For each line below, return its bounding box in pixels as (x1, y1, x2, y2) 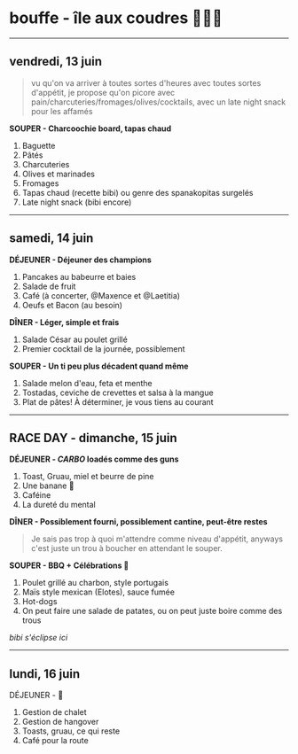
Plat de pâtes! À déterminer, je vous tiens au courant (21, 396, 215, 407)
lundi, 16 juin (9, 666, 81, 681)
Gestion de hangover (21, 717, 99, 727)
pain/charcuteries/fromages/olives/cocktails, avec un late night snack (30, 97, 286, 107)
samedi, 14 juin (9, 230, 94, 246)
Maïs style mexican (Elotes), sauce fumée (21, 587, 176, 597)
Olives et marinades (21, 168, 96, 179)
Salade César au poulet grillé (21, 334, 129, 345)
